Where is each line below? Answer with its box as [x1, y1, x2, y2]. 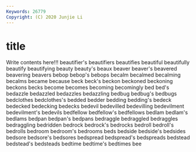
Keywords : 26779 [6, 8, 46, 15]
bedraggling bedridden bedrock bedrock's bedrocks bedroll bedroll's [6, 121, 174, 128]
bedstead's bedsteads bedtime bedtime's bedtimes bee [6, 140, 142, 147]
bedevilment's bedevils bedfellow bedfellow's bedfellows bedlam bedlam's [6, 109, 188, 116]
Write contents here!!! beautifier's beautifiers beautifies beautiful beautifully [6, 59, 190, 66]
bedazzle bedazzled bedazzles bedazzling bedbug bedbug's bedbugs [6, 90, 177, 97]
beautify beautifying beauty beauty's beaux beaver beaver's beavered [6, 65, 178, 72]
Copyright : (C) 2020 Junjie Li [6, 14, 83, 20]
